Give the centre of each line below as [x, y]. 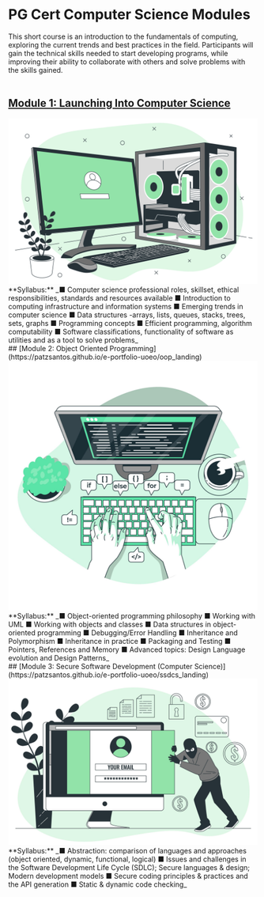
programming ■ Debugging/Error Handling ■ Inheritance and [138, 633]
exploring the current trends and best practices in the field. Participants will [131, 44]
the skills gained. [36, 70]
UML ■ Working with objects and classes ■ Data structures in [110, 624]
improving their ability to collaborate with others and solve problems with [127, 62]
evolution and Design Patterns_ [59, 658]
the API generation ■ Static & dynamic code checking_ [98, 884]
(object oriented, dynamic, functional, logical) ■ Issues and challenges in [127, 859]
